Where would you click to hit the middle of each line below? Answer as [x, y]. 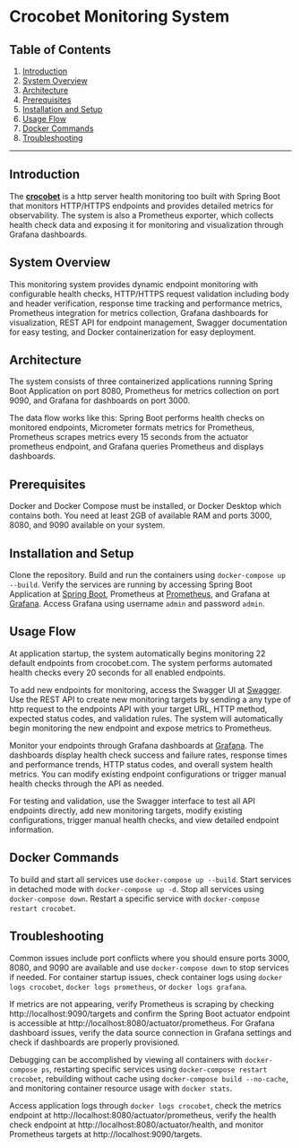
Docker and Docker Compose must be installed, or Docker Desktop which [146, 506]
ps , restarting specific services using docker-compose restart [155, 1069]
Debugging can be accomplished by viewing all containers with [126, 1059]
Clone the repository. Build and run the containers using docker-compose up [148, 575]
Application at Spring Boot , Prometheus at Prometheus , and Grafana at [140, 594]
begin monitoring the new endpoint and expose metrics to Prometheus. [141, 728]
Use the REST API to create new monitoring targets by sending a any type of [150, 699]
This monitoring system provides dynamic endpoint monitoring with [134, 284]
